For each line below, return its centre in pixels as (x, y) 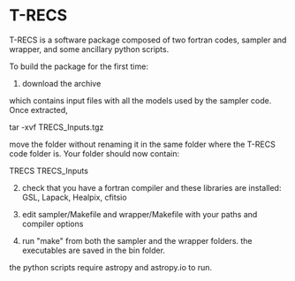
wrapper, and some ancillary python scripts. (89, 49)
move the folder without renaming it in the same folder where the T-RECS (142, 144)
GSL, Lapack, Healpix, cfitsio (74, 197)
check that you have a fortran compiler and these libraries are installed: (151, 187)
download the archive (61, 83)
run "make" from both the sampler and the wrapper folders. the (137, 240)
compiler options (53, 224)
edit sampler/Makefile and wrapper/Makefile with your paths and (140, 214)
